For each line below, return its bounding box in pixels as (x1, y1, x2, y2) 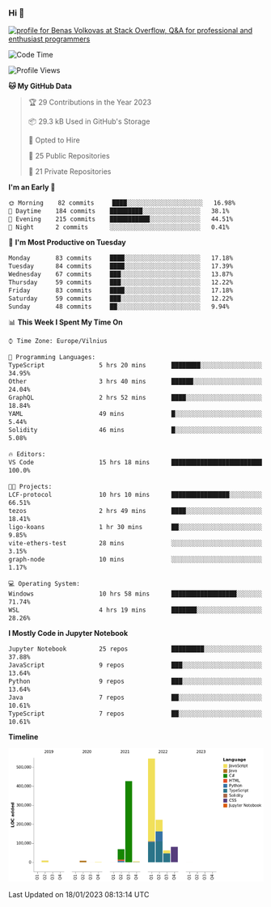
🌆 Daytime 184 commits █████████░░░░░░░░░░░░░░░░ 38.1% (8, 207, 230, 215)
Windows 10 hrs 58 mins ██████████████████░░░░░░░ (8, 590, 263, 598)
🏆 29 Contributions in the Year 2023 (28, 97, 152, 108)
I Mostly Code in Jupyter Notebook (8, 629, 128, 638)
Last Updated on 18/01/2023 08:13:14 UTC (8, 890, 150, 900)
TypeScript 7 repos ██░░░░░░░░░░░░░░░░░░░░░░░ (8, 710, 263, 718)
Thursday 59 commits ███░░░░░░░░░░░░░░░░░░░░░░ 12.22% (8, 278, 233, 286)
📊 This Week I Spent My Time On (8, 317, 123, 327)
